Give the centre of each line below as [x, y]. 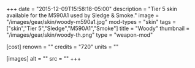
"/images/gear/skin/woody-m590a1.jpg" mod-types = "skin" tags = [91, 22]
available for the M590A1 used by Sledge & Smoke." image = [83, 15]
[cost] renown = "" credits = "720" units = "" [63, 47]
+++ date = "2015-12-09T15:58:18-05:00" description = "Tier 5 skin [92, 9]
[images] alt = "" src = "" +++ [44, 59]
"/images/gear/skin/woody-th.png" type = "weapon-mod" [80, 35]
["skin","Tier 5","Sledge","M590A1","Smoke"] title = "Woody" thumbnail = [98, 28]
